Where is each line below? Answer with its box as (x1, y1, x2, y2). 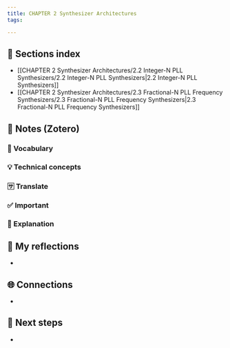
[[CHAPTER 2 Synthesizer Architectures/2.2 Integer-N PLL (17, 66, 184, 74)
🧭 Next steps (7, 317, 63, 329)
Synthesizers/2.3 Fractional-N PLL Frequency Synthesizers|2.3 (17, 96, 196, 104)
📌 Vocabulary (7, 143, 54, 153)
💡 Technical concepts (7, 162, 81, 172)
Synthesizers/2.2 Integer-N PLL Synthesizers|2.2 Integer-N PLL (17, 74, 198, 82)
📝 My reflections (7, 240, 79, 252)
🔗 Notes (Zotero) (7, 123, 80, 134)
